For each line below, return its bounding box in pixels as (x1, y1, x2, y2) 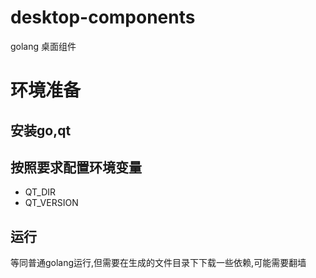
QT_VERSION (24, 197, 79, 209)
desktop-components (10, 6, 196, 29)
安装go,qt (10, 122, 72, 139)
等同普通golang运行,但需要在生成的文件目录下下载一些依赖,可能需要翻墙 (10, 257, 307, 269)
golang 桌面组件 (10, 40, 77, 52)
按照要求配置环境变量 (10, 159, 142, 176)
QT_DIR (24, 186, 57, 198)
